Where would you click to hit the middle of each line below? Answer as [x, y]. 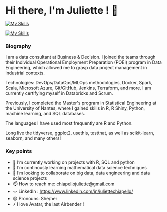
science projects [30, 178]
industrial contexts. [25, 73]
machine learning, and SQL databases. [45, 114]
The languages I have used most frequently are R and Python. [69, 123]
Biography [18, 46]
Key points [19, 151]
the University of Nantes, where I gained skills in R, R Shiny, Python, [75, 108]
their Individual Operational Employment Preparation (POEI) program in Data [83, 62]
